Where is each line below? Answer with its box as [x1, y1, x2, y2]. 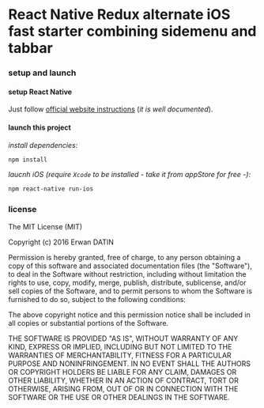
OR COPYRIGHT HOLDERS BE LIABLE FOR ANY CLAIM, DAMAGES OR [8, 367, 237, 376]
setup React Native [8, 87, 73, 96]
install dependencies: [8, 140, 78, 149]
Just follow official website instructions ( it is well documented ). [8, 104, 213, 114]
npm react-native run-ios [8, 185, 93, 193]
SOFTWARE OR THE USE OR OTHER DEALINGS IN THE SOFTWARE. [8, 392, 230, 402]
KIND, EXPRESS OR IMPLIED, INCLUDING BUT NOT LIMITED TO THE [8, 342, 232, 351]
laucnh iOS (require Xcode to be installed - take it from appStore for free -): [8, 170, 251, 179]
